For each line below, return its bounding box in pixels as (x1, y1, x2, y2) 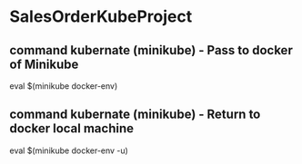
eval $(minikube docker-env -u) (9, 145, 129, 156)
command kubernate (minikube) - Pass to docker (9, 43, 293, 58)
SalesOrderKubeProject (9, 6, 193, 27)
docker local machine (9, 121, 135, 137)
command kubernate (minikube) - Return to (9, 107, 261, 122)
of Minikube (9, 56, 79, 72)
